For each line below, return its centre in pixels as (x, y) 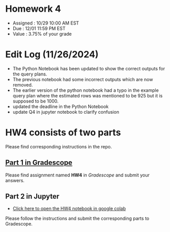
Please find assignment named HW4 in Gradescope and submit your (77, 175)
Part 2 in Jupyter (32, 197)
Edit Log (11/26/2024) (52, 55)
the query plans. (30, 74)
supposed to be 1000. (35, 101)
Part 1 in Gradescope (39, 163)
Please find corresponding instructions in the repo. (59, 146)
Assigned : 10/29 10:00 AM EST (46, 23)
